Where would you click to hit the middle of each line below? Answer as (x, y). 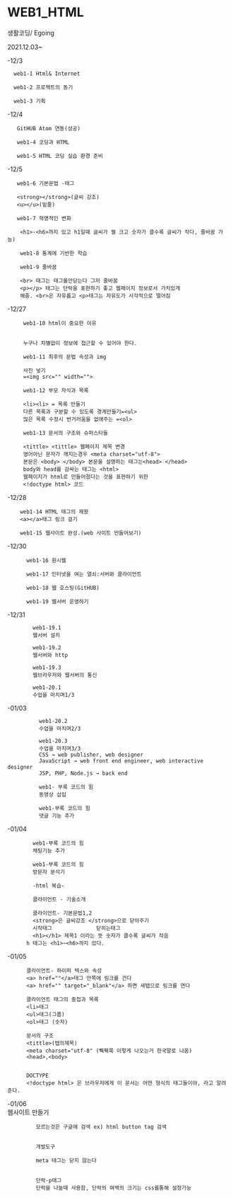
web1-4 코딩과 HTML (43, 142)
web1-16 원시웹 (46, 560)
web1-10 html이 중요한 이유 (60, 323)
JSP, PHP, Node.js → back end (83, 773)
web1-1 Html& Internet (47, 74)
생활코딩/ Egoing (31, 33)
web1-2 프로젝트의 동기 (43, 87)
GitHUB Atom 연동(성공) (49, 128)
